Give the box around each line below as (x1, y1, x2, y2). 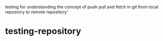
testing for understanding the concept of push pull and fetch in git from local (5, 4, 159, 10)
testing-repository (5, 26, 81, 37)
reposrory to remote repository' (5, 9, 68, 15)
